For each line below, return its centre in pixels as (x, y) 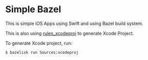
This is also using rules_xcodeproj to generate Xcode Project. (70, 33)
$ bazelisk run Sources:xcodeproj (42, 52)
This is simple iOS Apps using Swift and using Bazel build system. (75, 23)
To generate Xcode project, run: (39, 43)
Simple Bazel (33, 9)
